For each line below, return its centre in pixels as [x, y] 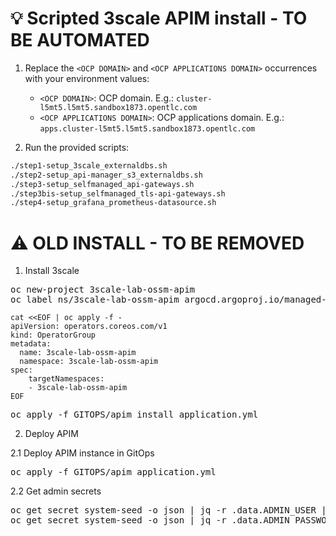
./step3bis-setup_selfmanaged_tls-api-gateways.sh [118, 193]
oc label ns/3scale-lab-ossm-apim [95, 300]
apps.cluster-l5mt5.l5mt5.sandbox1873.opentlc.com [147, 128]
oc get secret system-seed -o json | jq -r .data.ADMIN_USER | [168, 510]
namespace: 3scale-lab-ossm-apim [89, 362]
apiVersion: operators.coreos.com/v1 [89, 327]
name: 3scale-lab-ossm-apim [78, 353]
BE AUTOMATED [80, 40]
